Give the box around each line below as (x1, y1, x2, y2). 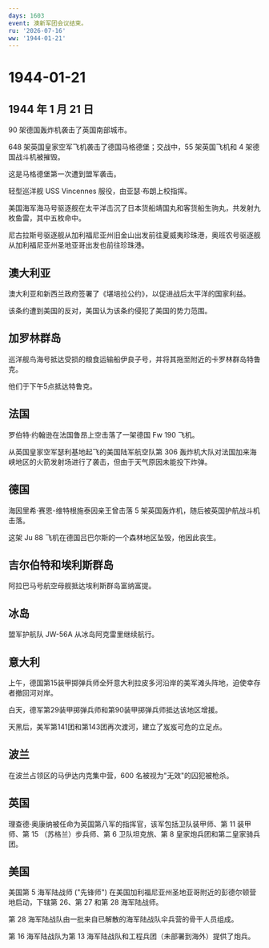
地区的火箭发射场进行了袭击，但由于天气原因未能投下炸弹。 (14, 457, 212, 466)
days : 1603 (8, 11, 45, 20)
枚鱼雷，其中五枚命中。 (8, 213, 86, 223)
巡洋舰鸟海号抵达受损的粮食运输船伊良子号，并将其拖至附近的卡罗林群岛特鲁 (8, 354, 261, 364)
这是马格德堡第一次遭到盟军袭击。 (8, 169, 121, 179)
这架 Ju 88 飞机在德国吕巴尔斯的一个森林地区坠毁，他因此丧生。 (8, 532, 221, 542)
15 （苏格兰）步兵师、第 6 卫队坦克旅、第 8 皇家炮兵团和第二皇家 (30, 829, 247, 838)
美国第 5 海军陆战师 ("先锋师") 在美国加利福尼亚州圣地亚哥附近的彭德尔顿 (8, 887, 250, 898)
